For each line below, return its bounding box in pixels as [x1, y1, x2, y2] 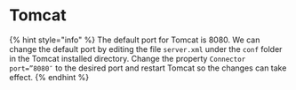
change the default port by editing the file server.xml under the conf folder [9, 43, 283, 54]
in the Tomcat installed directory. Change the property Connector [9, 53, 246, 64]
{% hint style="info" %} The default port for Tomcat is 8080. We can [9, 34, 260, 45]
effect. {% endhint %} [9, 71, 90, 82]
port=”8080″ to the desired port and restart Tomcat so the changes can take [9, 63, 287, 73]
